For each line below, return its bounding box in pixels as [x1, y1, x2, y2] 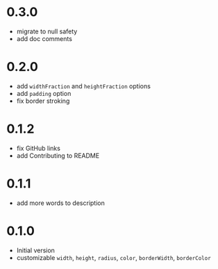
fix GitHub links [16, 144, 60, 152]
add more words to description [16, 199, 105, 207]
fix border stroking [16, 97, 70, 105]
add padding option [16, 89, 72, 97]
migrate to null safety [16, 27, 78, 35]
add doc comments [16, 34, 72, 42]
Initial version [16, 246, 55, 254]
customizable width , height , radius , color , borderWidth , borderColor [16, 253, 211, 261]
